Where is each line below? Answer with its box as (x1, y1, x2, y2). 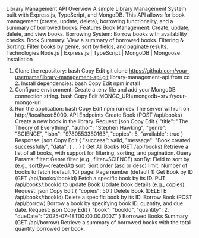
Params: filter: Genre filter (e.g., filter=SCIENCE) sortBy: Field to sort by (14, 156, 190, 162)
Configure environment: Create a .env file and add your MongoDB (14, 86, 176, 93)
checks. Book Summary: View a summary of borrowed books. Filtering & (6, 37, 184, 43)
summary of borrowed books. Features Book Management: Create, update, (6, 24, 190, 31)
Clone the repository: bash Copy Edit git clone (14, 67, 128, 74)
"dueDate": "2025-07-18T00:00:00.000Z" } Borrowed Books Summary (14, 212, 188, 220)
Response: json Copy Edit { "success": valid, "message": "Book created (14, 137, 191, 143)
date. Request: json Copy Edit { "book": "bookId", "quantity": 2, (14, 206, 169, 213)
